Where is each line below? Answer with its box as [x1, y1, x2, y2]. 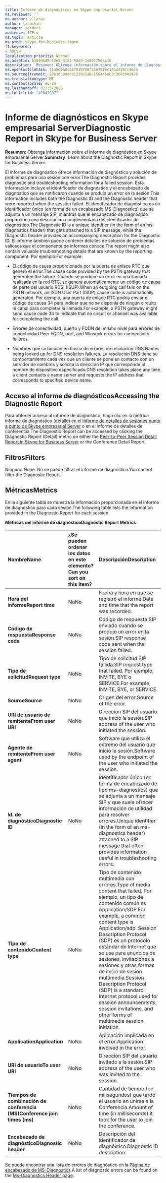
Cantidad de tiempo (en [98, 1085, 154, 1092]
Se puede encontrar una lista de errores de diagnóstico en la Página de [5, 1162, 150, 1168]
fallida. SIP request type [98, 661, 153, 668]
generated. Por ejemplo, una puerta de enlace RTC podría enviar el [12, 295, 149, 301]
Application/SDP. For [98, 906, 146, 913]
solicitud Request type [7, 673, 61, 680]
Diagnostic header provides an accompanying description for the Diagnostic [5, 233, 161, 239]
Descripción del [98, 1130, 135, 1137]
